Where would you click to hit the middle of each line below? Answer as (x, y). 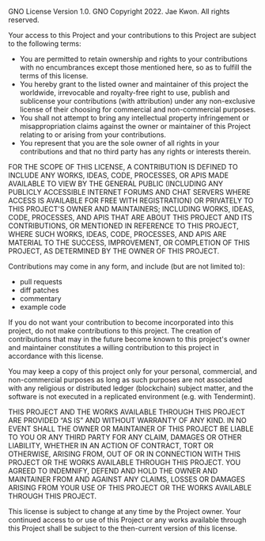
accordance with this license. (56, 356)
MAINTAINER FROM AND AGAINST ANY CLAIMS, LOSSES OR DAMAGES (127, 479)
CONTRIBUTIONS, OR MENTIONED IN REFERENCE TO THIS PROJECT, (123, 226)
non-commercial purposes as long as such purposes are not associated (125, 380)
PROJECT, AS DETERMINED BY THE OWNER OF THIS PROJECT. (114, 251)
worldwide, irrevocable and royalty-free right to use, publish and (125, 93)
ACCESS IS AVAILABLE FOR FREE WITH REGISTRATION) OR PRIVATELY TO (131, 200)
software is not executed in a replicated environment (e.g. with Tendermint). (132, 396)
